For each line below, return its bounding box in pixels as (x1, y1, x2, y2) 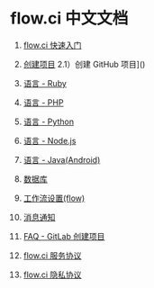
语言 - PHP (23, 96, 64, 108)
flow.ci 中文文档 (10, 8, 129, 29)
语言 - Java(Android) (23, 154, 101, 165)
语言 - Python (23, 116, 75, 127)
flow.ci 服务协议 (23, 249, 82, 261)
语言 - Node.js (23, 135, 77, 146)
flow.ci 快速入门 (23, 40, 82, 50)
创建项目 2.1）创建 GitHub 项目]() (23, 58, 146, 69)
